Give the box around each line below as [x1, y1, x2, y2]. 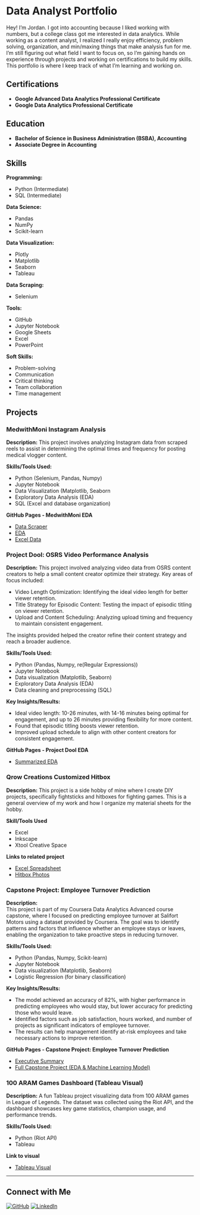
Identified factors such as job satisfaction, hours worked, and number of [14, 1015, 192, 1022]
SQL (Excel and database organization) [14, 500, 111, 507]
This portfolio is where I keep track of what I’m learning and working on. [6, 61, 183, 69]
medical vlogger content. [6, 452, 68, 459]
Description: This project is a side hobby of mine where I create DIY [6, 787, 174, 794]
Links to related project [6, 853, 64, 860]
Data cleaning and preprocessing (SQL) [14, 686, 112, 693]
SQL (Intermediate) [14, 192, 62, 199]
